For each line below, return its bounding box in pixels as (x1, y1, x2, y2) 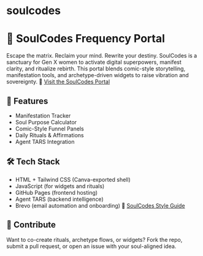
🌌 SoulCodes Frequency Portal (6, 32, 166, 46)
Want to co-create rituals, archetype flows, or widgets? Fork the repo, (6, 236, 183, 243)
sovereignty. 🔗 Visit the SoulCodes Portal (6, 78, 110, 86)
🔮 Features (6, 96, 48, 106)
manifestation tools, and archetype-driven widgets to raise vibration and (6, 72, 189, 79)
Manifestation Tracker (15, 111, 71, 119)
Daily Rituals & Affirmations (15, 131, 84, 138)
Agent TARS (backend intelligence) (15, 195, 104, 203)
